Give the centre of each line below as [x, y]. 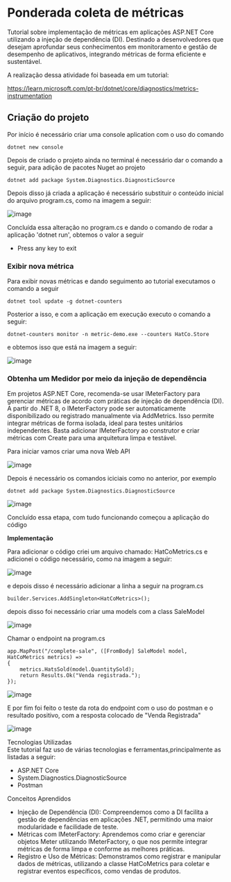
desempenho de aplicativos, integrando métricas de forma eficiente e [107, 54]
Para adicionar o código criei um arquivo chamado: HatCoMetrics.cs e [108, 552]
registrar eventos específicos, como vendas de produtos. [99, 871]
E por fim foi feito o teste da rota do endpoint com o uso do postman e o [110, 708]
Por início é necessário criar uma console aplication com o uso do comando [115, 134]
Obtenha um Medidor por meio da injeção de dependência [107, 378]
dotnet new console [35, 147]
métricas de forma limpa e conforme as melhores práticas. [101, 849]
